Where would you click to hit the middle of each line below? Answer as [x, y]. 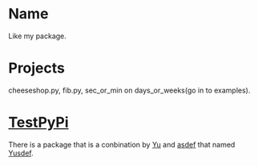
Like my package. [37, 36]
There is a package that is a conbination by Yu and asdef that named [122, 144]
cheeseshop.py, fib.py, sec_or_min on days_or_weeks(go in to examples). [129, 90]
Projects [37, 68]
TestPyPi [38, 122]
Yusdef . [21, 153]
